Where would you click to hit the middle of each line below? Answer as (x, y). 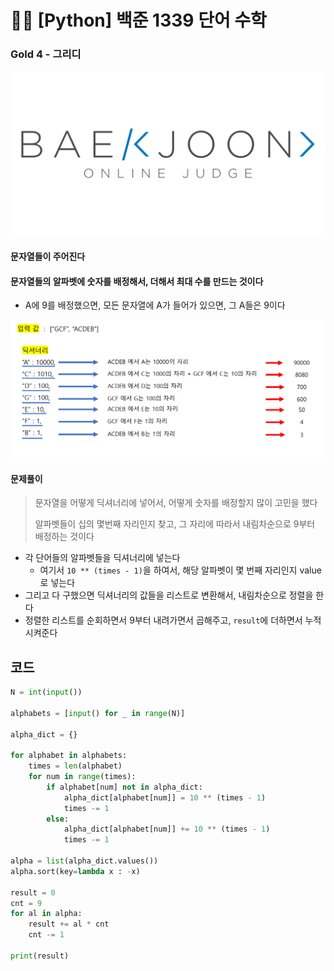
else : (58, 819)
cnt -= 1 (46, 935)
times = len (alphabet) (75, 766)
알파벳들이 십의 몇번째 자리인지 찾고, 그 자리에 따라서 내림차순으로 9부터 (175, 524)
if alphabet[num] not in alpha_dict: (124, 787)
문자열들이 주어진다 (48, 256)
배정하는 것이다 (64, 537)
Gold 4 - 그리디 (46, 54)
